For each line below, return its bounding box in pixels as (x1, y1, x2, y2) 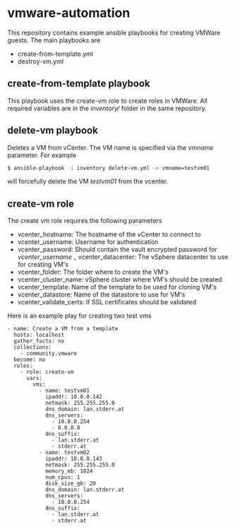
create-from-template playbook (7, 78, 150, 90)
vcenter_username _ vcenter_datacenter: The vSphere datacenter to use (17, 253, 229, 261)
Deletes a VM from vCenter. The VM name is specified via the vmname (7, 143, 214, 151)
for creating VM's (17, 260, 69, 269)
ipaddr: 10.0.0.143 (44, 455, 102, 463)
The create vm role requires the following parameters (7, 217, 162, 225)
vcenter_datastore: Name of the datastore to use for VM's (17, 290, 186, 299)
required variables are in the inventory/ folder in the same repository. (7, 104, 207, 113)
